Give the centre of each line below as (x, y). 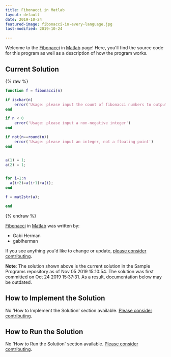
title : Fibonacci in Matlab (35, 10)
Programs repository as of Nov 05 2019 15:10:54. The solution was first (80, 271)
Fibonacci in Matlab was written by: (42, 225)
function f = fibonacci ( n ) (34, 90)
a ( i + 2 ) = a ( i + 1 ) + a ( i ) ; (32, 183)
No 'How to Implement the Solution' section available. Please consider (79, 310)
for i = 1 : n (16, 178)
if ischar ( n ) (19, 100)
